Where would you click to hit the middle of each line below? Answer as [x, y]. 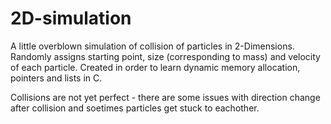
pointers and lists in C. [56, 78]
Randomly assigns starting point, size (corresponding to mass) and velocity [165, 56]
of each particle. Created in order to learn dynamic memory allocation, [155, 67]
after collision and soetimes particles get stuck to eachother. [135, 108]
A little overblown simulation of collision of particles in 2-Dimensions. [152, 46]
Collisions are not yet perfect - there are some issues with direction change [165, 97]
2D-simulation [71, 18]
